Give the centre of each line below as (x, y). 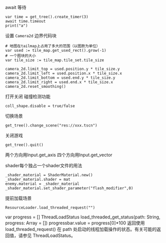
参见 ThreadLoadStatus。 (49, 235)
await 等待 (16, 7)
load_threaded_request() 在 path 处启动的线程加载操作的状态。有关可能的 (81, 229)
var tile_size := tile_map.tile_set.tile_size (55, 60)
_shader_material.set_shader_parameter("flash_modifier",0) (69, 188)
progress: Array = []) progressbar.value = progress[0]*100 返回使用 (75, 223)
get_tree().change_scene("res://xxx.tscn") (51, 126)
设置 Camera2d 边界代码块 (31, 36)
